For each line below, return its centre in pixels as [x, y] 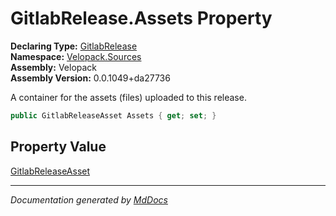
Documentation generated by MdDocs [89, 199]
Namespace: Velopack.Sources [76, 56]
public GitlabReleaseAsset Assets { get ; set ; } [113, 115]
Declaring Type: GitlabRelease [74, 46]
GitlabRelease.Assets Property [141, 18]
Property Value [58, 147]
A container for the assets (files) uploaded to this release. [128, 97]
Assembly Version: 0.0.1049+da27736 [90, 78]
